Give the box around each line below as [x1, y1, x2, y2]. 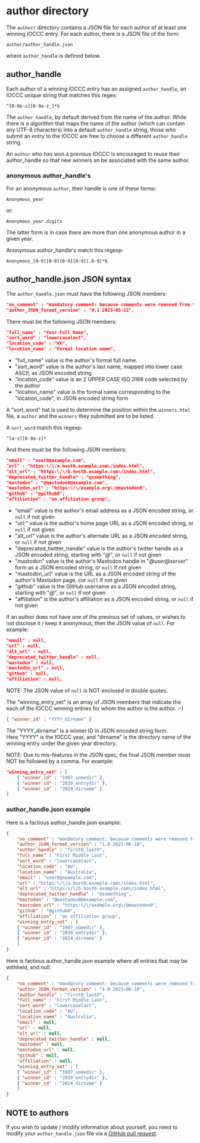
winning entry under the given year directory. [6, 740, 117, 747]
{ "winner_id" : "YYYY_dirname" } [6, 716, 92, 722]
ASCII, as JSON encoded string [14, 369, 92, 377]
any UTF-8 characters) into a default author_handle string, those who [6, 126, 176, 133]
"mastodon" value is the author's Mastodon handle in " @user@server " [14, 558, 189, 565]
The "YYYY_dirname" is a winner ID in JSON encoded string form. [6, 727, 168, 734]
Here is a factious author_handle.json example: [6, 819, 121, 826]
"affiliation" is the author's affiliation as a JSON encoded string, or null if [14, 596, 193, 603]
